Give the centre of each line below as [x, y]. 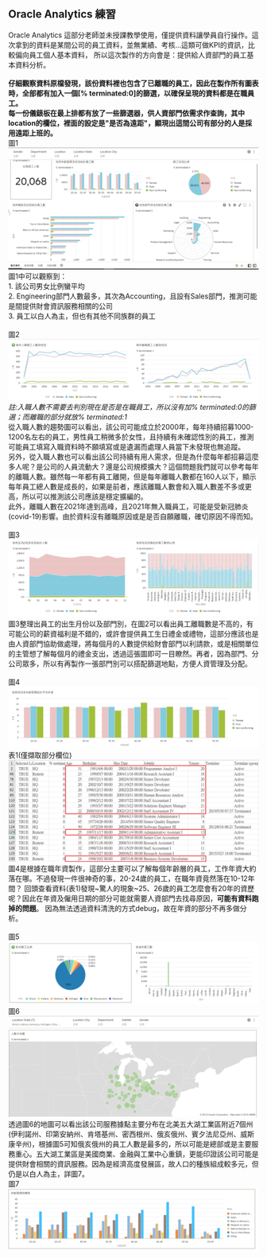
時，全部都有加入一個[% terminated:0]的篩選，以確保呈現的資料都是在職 [128, 93]
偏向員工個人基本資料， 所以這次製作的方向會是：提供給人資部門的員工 [131, 55]
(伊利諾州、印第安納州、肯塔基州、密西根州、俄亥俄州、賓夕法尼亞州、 [124, 1134]
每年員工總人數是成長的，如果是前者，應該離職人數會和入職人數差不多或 [126, 486]
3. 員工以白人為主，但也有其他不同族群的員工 [82, 316]
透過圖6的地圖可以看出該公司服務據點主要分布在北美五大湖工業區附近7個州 [131, 1124]
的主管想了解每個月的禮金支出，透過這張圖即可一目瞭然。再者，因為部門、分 [133, 654]
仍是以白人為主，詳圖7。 [48, 1174]
